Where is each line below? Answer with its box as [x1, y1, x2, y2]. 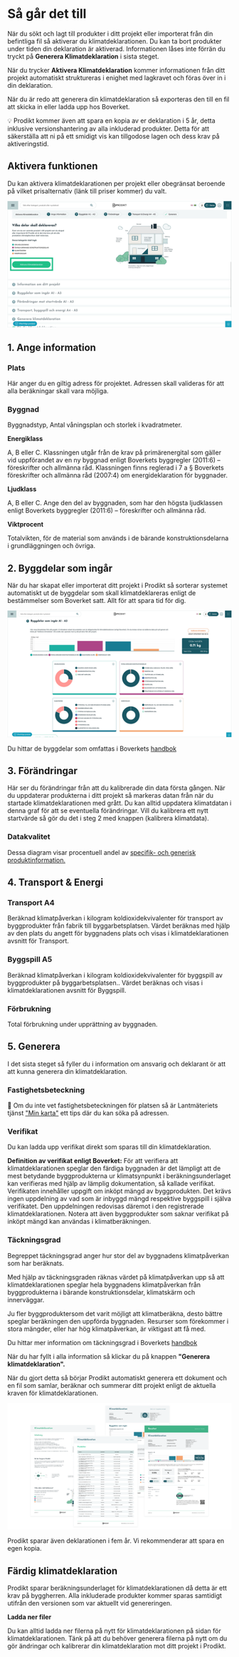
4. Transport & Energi [7, 876, 104, 888]
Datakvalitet [7, 832, 51, 842]
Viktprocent [7, 520, 44, 529]
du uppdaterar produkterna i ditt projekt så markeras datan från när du [7, 791, 214, 800]
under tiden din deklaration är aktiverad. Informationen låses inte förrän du [7, 44, 225, 53]
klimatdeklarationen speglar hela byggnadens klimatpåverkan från [7, 1280, 201, 1289]
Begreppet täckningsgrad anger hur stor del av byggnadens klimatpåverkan [7, 1251, 230, 1260]
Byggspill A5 [7, 955, 53, 965]
